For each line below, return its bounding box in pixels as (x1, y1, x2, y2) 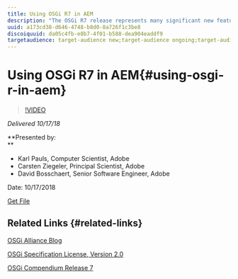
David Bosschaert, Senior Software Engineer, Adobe (17, 169, 170, 178)
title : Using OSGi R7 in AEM (7, 10, 93, 18)
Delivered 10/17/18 (7, 120, 60, 128)
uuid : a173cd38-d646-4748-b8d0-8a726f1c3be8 (7, 23, 141, 30)
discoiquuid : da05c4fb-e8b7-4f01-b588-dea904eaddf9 (7, 30, 163, 38)
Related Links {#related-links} (7, 217, 143, 229)
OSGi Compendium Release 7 (7, 263, 93, 272)
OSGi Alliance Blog (7, 236, 62, 244)
